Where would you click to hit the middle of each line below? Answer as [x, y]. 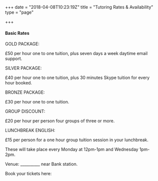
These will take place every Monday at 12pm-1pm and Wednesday [72, 150]
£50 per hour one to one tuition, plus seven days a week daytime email [76, 53]
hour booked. [19, 83]
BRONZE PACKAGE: [25, 92]
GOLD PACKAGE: [22, 44]
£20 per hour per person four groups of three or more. [60, 121]
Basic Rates [17, 33]
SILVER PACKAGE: [23, 68]
